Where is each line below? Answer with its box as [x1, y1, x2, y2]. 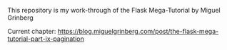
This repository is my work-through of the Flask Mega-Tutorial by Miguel [7, 6, 221, 14]
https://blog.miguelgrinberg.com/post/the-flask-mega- [57, 27, 219, 35]
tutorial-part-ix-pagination [7, 35, 84, 43]
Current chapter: [7, 27, 56, 35]
